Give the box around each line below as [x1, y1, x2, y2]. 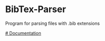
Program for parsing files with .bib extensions [5, 20, 100, 26]
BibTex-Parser [5, 4, 67, 15]
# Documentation [5, 30, 41, 36]
